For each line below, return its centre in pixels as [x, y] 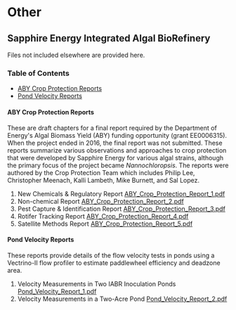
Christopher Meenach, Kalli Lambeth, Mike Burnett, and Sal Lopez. [104, 180]
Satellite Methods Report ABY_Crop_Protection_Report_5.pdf [105, 224]
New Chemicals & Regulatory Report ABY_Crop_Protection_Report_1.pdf [121, 193]
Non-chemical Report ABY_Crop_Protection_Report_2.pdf [100, 201]
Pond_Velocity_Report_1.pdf [57, 291]
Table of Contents [39, 73]
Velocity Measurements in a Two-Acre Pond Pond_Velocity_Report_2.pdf [122, 299]
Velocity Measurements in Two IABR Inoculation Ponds [97, 284]
